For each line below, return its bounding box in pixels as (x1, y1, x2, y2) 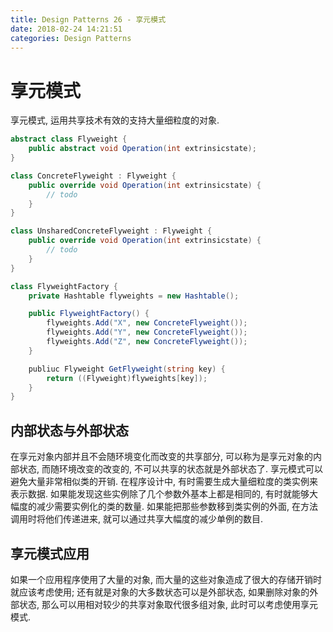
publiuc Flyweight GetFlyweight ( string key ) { (28, 364, 226, 374)
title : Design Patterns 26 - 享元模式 (10, 14, 167, 25)
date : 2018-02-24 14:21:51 (10, 24, 123, 34)
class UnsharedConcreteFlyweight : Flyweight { (10, 226, 213, 236)
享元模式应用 (10, 545, 90, 562)
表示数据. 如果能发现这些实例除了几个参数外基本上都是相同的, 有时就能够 (10, 488, 310, 500)
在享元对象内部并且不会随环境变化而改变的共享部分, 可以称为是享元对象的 (10, 451, 313, 463)
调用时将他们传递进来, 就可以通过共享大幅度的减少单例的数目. (10, 513, 264, 525)
